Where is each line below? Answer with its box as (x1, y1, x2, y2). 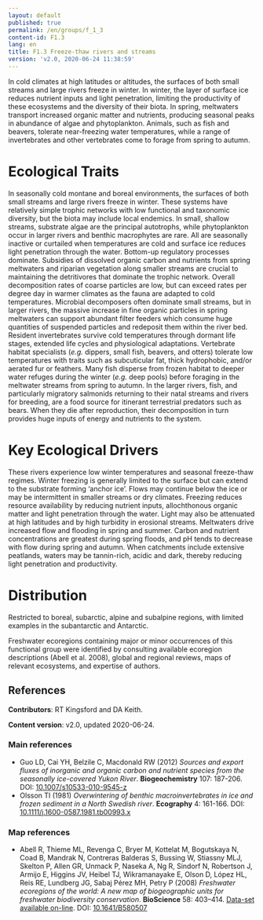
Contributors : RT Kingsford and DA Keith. (8, 704, 144, 714)
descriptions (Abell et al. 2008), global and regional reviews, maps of (8, 652, 232, 662)
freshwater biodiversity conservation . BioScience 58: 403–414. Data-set (19, 895, 255, 904)
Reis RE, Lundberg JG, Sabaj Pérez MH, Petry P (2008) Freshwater (19, 878, 236, 888)
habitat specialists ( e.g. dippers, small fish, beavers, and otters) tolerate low (8, 347, 254, 356)
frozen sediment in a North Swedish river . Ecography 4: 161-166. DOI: (19, 798, 245, 809)
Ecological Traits (8, 162, 119, 181)
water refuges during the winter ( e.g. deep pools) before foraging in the (8, 372, 240, 382)
